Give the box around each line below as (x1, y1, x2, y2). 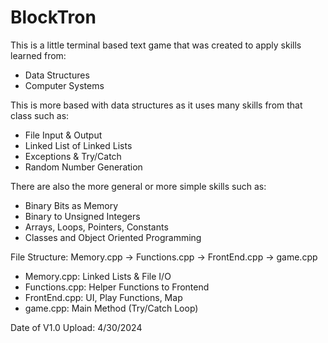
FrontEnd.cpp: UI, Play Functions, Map (24, 291, 183, 303)
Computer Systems (24, 79, 105, 91)
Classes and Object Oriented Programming (24, 231, 202, 243)
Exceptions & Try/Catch (24, 150, 122, 162)
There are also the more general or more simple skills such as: (10, 180, 267, 192)
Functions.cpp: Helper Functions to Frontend (24, 281, 210, 293)
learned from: (10, 49, 67, 61)
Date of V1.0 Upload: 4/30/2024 (10, 321, 143, 333)
